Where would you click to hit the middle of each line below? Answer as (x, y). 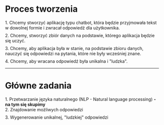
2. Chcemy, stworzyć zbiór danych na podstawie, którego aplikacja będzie (80, 35)
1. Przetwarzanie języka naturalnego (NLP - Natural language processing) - (81, 99)
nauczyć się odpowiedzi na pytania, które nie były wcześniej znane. (73, 53)
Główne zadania (38, 86)
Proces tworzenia (41, 9)
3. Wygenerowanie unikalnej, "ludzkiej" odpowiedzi (57, 117)
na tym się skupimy (25, 104)
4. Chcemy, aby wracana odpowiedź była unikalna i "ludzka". (66, 61)
